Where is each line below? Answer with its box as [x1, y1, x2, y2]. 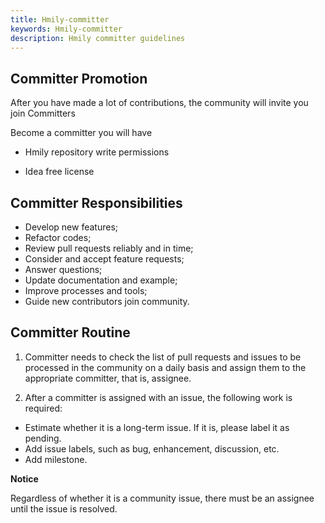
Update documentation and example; [24, 274, 178, 286]
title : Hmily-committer [10, 14, 110, 25]
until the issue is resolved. [10, 502, 118, 515]
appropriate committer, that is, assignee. [24, 372, 192, 384]
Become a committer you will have [10, 127, 153, 139]
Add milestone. [24, 453, 88, 465]
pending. [24, 432, 62, 444]
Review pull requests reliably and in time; [24, 242, 194, 254]
